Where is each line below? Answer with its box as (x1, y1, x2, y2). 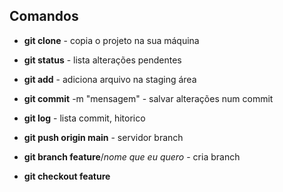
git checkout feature (23, 170, 111, 182)
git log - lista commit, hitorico (23, 112, 146, 124)
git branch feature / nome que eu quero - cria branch (23, 150, 241, 163)
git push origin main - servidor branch (23, 131, 184, 143)
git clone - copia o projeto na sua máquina (23, 34, 200, 46)
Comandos (9, 8, 79, 25)
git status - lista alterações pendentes (23, 54, 182, 66)
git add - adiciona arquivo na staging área (23, 73, 197, 85)
